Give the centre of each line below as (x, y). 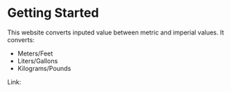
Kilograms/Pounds (44, 68)
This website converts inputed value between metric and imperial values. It (116, 32)
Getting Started (53, 13)
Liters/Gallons (38, 60)
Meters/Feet (35, 53)
